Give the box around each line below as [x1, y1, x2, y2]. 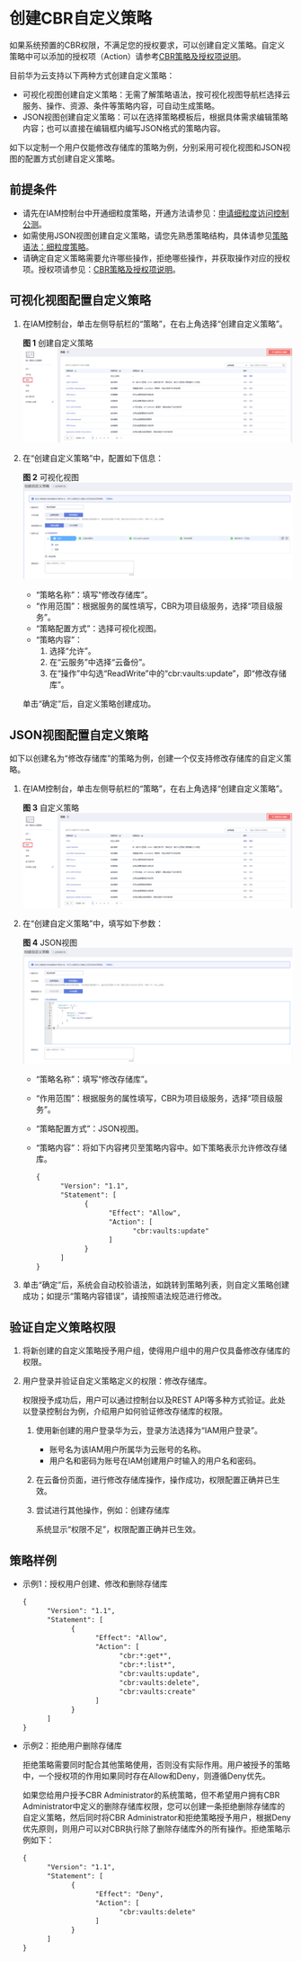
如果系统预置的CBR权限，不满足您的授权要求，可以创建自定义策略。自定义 [9, 40, 286, 50]
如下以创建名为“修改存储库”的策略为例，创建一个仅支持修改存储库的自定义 [9, 753, 285, 764]
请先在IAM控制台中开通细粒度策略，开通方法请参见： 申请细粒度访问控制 [22, 208, 289, 218]
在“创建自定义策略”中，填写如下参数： [22, 918, 164, 929]
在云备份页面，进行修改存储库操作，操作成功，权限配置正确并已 [35, 1475, 272, 1485]
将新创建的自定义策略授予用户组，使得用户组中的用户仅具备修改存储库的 [22, 1345, 290, 1356]
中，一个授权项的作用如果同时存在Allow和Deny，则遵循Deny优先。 [22, 1770, 271, 1781]
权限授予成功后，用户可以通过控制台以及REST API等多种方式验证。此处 [22, 1395, 286, 1405]
